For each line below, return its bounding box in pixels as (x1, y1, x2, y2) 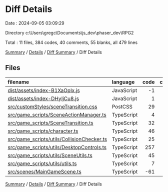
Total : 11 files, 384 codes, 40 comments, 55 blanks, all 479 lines (5, 39, 138, 45)
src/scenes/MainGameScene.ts (7, 168, 81, 175)
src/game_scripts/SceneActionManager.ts (7, 111, 106, 118)
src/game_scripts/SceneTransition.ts (7, 119, 93, 126)
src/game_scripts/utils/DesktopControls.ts (7, 143, 106, 150)
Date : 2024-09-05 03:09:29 (5, 20, 64, 26)
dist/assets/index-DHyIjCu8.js (7, 95, 79, 102)
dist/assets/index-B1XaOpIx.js (7, 86, 80, 93)
